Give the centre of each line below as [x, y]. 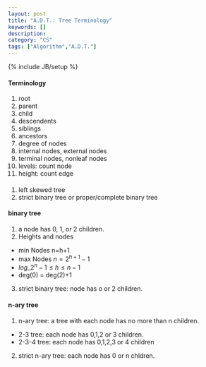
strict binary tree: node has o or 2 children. [80, 289]
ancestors [33, 136]
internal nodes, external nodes [62, 151]
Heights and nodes [46, 236]
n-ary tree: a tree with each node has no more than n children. [109, 320]
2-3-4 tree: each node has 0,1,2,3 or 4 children [86, 342]
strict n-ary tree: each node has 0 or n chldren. [86, 355]
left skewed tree [42, 189]
